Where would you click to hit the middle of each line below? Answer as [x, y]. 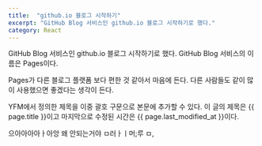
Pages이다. [40, 63]
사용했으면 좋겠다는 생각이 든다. [65, 90]
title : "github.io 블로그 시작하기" [65, 15]
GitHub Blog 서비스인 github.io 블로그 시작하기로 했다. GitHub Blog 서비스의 [127, 54]
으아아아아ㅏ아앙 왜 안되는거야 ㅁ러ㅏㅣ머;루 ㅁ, [81, 133]
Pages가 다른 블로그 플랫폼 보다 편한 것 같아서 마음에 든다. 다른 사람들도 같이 [127, 80]
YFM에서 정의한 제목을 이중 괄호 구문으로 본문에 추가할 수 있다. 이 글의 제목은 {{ [131, 107]
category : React [35, 30]
